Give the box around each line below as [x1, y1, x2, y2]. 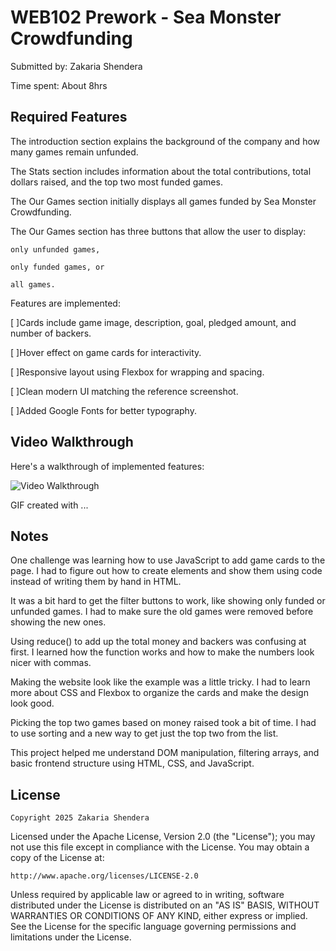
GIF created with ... [10, 499, 89, 511]
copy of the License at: [10, 852, 105, 864]
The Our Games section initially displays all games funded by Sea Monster [10, 195, 317, 207]
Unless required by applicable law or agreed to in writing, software [10, 889, 285, 901]
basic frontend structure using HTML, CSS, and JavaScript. [10, 757, 255, 770]
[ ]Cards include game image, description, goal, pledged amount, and [10, 316, 297, 328]
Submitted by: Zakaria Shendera [10, 60, 143, 72]
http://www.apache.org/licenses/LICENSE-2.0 [10, 871, 199, 881]
